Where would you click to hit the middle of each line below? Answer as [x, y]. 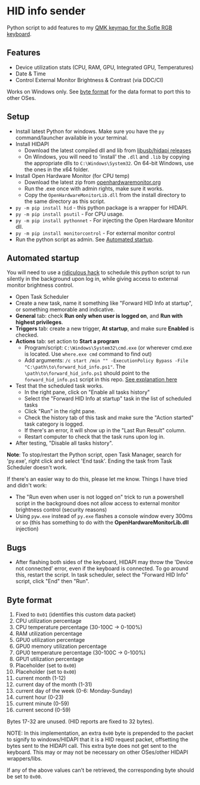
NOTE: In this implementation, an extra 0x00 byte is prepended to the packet [100, 733]
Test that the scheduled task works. [59, 386]
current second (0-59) [43, 710]
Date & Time [31, 74]
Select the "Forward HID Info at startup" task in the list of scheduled [108, 399]
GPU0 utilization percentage [50, 640]
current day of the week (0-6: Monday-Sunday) [74, 691]
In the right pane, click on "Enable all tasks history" [87, 392]
